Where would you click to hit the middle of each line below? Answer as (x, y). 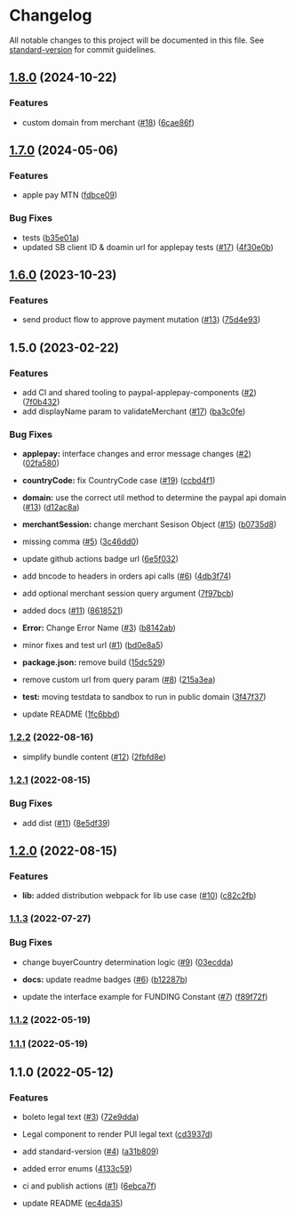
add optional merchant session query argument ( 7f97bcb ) (128, 594)
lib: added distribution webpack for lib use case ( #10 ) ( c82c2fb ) (139, 896)
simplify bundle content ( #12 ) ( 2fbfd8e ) (94, 757)
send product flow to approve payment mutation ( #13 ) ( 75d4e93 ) (141, 320)
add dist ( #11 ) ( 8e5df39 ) (66, 823)
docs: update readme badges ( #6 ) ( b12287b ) (105, 979)
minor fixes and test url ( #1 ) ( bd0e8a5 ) (92, 645)
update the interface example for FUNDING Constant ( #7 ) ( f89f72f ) (145, 996)
